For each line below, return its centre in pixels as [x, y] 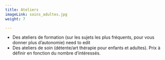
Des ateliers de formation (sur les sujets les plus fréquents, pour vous [83, 37]
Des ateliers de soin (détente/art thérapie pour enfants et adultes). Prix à [86, 48]
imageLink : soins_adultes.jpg [36, 14]
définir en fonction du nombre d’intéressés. [56, 53]
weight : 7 [15, 19]
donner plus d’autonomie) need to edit [51, 43]
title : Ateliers [22, 10]
